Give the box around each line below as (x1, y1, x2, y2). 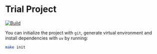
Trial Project (5, 3, 56, 15)
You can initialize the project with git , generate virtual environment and (5, 29, 152, 35)
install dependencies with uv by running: (5, 35, 88, 41)
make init (5, 44, 26, 49)
